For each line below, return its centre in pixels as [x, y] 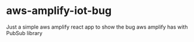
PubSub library [24, 33]
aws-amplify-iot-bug [59, 11]
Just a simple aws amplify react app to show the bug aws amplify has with [97, 27]
